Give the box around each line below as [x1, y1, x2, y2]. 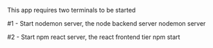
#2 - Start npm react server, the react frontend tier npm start [7, 33, 180, 41]
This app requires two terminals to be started [7, 6, 136, 14]
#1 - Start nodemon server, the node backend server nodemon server [7, 19, 206, 27]
